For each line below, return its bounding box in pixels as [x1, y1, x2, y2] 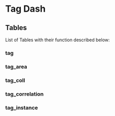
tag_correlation [5, 90, 44, 97]
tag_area [5, 63, 27, 70]
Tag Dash [5, 3, 46, 15]
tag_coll [5, 77, 25, 84]
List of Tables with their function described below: [5, 37, 110, 43]
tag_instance [5, 104, 38, 111]
